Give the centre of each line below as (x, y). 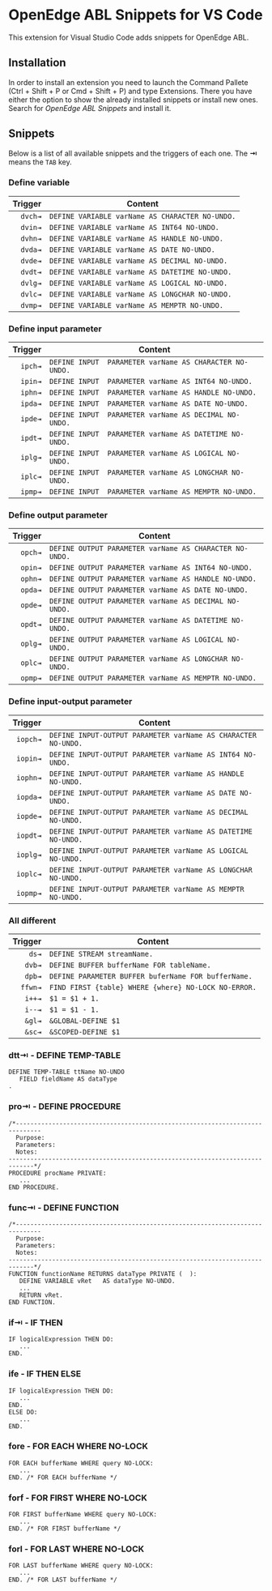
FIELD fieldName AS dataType (68, 1079)
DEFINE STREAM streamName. (101, 954)
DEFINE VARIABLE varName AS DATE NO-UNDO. (132, 250)
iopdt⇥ (29, 835)
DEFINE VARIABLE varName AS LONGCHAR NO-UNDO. (140, 294)
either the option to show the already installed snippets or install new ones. (133, 100)
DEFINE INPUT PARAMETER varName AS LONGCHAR (138, 473)
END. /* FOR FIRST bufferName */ (65, 1529)
